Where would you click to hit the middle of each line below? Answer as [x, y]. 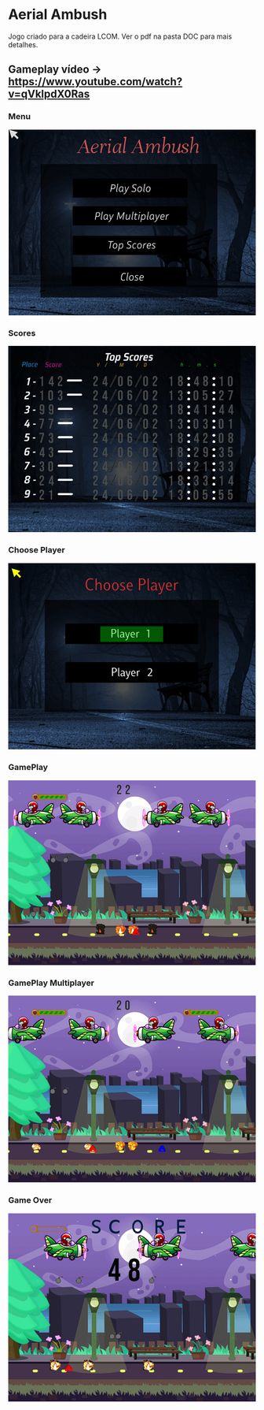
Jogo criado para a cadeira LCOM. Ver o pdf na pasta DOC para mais [120, 36]
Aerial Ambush [58, 15]
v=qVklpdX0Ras [49, 94]
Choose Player [37, 550]
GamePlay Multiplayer [51, 983]
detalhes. [23, 44]
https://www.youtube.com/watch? [95, 82]
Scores [22, 333]
